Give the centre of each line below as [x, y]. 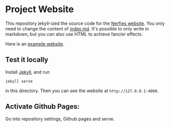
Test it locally [27, 60]
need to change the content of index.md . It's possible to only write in [77, 28]
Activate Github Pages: [43, 107]
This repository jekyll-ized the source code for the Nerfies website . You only [85, 23]
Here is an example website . [35, 44]
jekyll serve [19, 81]
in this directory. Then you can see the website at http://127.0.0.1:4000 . [82, 91]
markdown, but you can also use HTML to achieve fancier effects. [74, 34]
